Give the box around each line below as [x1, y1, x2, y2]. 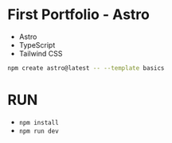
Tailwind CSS [18, 48, 63, 58]
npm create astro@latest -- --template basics [7, 64, 165, 72]
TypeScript [18, 40, 56, 49]
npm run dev [18, 127, 59, 135]
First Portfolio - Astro [7, 6, 150, 24]
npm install [18, 118, 59, 126]
